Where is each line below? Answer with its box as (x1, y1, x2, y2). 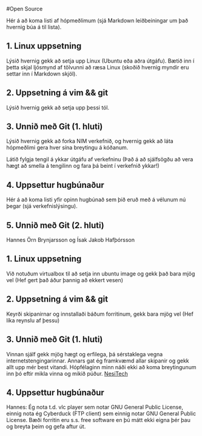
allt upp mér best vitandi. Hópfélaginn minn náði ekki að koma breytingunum (6, 363, 197, 370)
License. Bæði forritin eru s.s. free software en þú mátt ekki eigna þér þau (6, 417, 191, 424)
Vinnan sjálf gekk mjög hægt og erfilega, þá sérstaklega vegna (6, 350, 163, 358)
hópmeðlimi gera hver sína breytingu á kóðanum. (6, 144, 129, 151)
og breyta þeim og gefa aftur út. (6, 423, 86, 431)
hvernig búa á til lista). (6, 24, 62, 30)
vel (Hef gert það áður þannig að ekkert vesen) (6, 276, 123, 283)
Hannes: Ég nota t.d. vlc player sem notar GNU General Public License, (6, 404, 184, 411)
